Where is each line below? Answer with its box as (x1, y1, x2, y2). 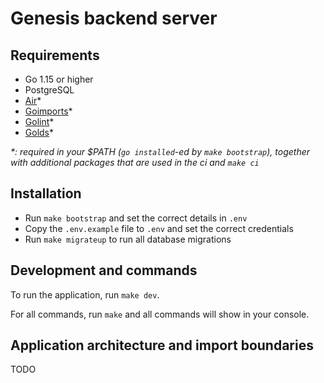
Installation (10, 185, 82, 202)
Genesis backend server (10, 7, 218, 30)
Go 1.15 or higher (24, 73, 94, 85)
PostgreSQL (24, 84, 75, 96)
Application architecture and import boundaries (10, 337, 314, 354)
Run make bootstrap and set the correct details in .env (24, 212, 248, 224)
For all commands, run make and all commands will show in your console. (10, 308, 310, 320)
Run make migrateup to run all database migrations (24, 233, 232, 245)
